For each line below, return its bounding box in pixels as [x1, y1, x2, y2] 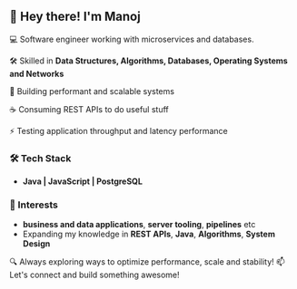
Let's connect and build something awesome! [9, 269, 180, 281]
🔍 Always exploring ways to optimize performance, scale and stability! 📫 [9, 256, 285, 267]
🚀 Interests [9, 198, 59, 211]
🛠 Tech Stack [9, 151, 72, 164]
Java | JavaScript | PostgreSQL [22, 176, 144, 187]
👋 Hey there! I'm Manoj [9, 9, 141, 24]
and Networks [9, 68, 64, 79]
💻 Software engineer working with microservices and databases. [9, 34, 254, 44]
